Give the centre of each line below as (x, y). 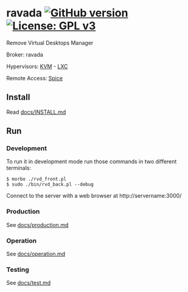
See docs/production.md (37, 224)
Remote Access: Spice (34, 78)
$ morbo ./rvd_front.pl (37, 179)
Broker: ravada (25, 54)
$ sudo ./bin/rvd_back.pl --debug (50, 185)
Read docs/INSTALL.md (36, 112)
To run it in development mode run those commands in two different (92, 162)
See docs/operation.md (36, 254)
